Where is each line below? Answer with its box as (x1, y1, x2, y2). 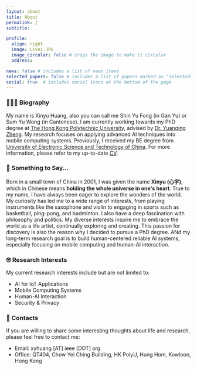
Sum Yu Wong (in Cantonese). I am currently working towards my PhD (6, 118, 176, 125)
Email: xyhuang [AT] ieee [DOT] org (14, 345, 101, 352)
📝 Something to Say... (6, 164, 69, 172)
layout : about (6, 8, 41, 15)
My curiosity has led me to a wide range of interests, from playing (6, 197, 165, 204)
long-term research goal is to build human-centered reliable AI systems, (6, 235, 180, 242)
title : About (6, 14, 38, 20)
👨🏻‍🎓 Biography (6, 98, 50, 106)
